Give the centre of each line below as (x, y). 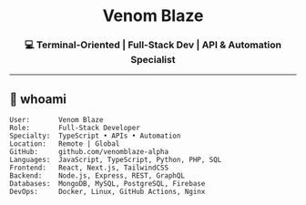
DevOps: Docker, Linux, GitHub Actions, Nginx (107, 192)
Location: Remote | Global (65, 144)
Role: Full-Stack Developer (75, 128)
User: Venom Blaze (56, 120)
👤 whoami (38, 99)
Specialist (153, 60)
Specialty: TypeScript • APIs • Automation (95, 136)
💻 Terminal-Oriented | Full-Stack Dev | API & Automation (153, 45)
